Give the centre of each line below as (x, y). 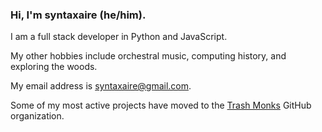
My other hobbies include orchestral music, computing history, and (148, 56)
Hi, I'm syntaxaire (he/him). (78, 15)
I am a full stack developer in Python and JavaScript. (119, 37)
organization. (37, 116)
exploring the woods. (54, 67)
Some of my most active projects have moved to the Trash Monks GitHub (161, 105)
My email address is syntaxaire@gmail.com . (101, 86)
